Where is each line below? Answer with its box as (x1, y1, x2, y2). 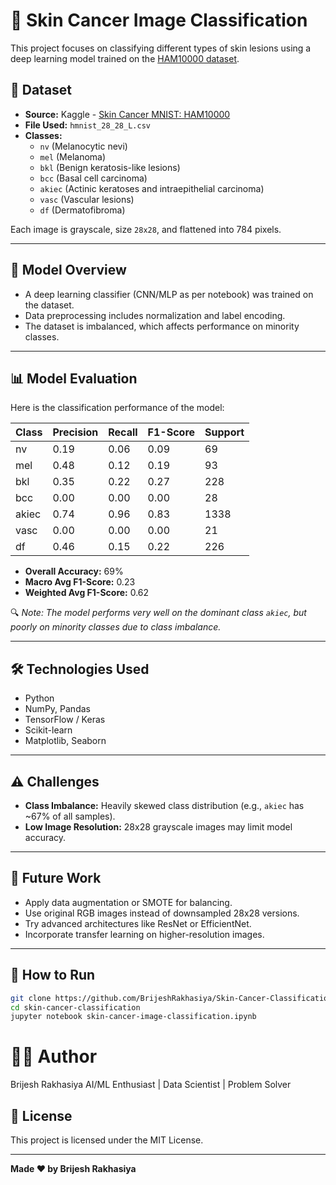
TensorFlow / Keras (24, 714, 106, 726)
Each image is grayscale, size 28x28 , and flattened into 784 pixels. (10, 223, 282, 235)
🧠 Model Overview (10, 262, 127, 279)
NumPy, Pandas (24, 703, 91, 715)
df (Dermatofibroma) (39, 204, 126, 216)
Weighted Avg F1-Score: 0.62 (24, 587, 150, 599)
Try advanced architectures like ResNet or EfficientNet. (24, 917, 252, 929)
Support (204, 425, 245, 439)
